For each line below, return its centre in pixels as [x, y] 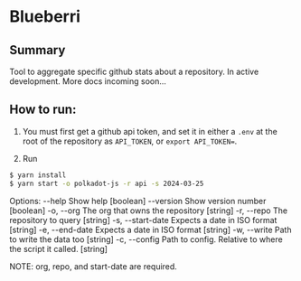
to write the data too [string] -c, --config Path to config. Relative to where [146, 239]
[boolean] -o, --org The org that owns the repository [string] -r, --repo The [148, 211]
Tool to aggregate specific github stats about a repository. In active [134, 71]
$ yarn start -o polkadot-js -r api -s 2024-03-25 [107, 183]
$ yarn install [38, 175]
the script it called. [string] [59, 248]
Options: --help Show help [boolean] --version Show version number [138, 201]
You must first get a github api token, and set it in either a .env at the [150, 131]
